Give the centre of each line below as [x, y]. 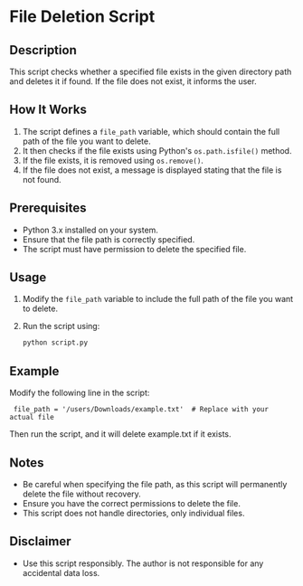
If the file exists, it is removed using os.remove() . [113, 160]
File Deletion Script [82, 17]
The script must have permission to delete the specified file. [134, 249]
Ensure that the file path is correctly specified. [109, 239]
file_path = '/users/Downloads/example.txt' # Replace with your [141, 410]
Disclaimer [40, 541]
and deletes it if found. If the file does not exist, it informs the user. [133, 81]
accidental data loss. [61, 572]
